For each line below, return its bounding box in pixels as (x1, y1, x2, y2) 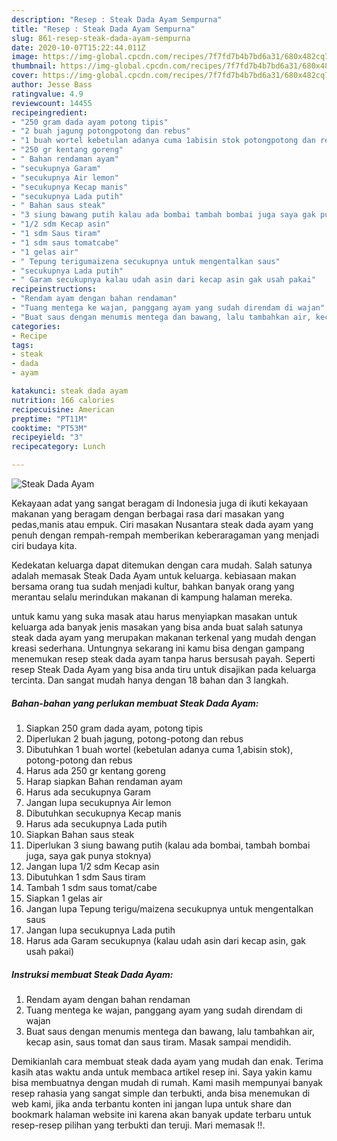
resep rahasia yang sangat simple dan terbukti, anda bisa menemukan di (11, 1087, 311, 1099)
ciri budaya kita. (11, 540, 78, 551)
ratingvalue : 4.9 (11, 89, 84, 99)
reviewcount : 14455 (11, 98, 93, 108)
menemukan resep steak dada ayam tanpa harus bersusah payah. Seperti (11, 653, 316, 665)
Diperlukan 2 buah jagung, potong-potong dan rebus (25, 732, 244, 745)
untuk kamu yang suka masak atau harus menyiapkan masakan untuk (11, 611, 298, 622)
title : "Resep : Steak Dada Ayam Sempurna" (11, 24, 196, 34)
